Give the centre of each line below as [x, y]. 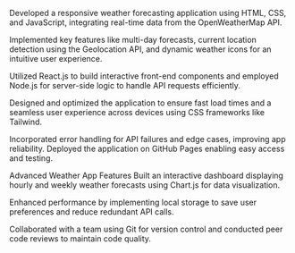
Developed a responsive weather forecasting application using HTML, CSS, [148, 13]
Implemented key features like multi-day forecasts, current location [133, 40]
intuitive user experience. [56, 59]
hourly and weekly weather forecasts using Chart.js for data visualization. [145, 185]
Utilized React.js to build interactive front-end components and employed [144, 76]
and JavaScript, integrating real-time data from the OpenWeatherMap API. [146, 22]
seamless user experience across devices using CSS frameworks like [137, 112]
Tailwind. [26, 122]
